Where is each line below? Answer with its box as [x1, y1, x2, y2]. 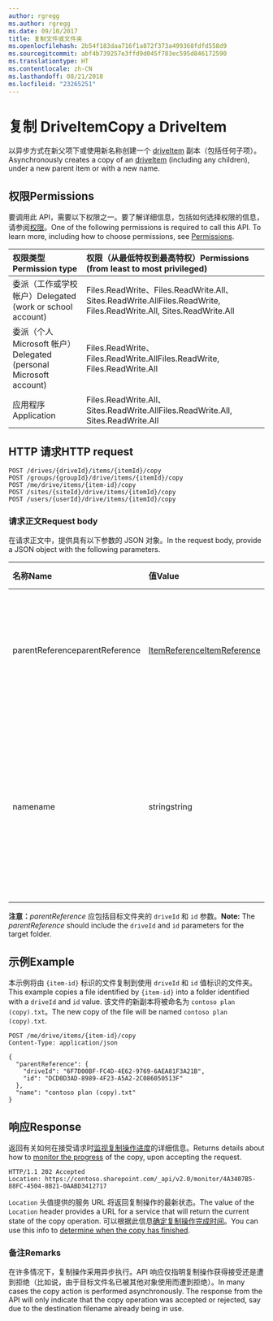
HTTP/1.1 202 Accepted [8, 1167, 85, 1175]
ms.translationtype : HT [8, 58, 89, 66]
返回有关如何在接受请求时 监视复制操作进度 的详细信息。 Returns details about [8, 1143, 265, 1153]
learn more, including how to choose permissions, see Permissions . [8, 232, 235, 241]
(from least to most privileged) [86, 263, 208, 275]
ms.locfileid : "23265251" [8, 80, 96, 88]
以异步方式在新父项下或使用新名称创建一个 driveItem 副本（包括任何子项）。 [8, 146, 262, 155]
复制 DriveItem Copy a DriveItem [8, 117, 227, 136]
